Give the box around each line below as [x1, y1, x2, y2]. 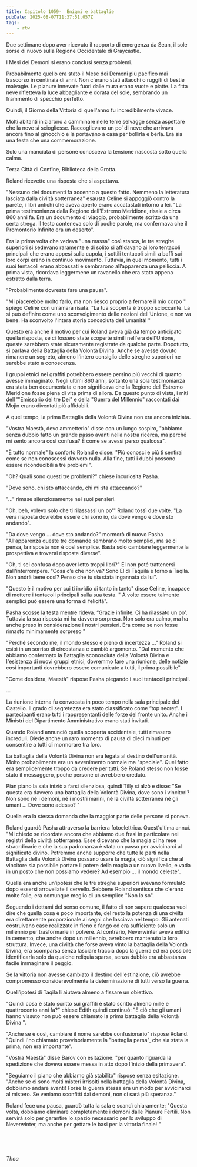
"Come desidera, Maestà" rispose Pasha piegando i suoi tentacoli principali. [6, 675, 191, 683]
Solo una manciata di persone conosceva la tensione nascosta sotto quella [6, 148, 187, 155]
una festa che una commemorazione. [6, 137, 96, 144]
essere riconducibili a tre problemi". [6, 462, 92, 469]
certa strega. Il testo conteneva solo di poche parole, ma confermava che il [6, 220, 188, 227]
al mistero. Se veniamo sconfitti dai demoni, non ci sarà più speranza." [6, 1090, 176, 1098]
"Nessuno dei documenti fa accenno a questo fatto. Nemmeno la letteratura [6, 189, 190, 196]
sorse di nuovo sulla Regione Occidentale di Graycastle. [6, 48, 141, 55]
